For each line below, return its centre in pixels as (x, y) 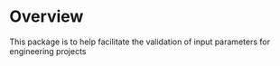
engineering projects (48, 51)
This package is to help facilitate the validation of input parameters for (140, 42)
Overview (47, 17)
